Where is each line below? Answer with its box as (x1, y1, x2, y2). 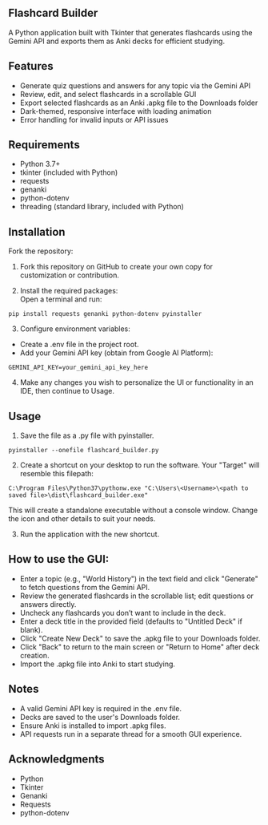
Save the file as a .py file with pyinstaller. (19, 431, 154, 440)
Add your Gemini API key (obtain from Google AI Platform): (19, 348, 214, 358)
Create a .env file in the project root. (19, 340, 139, 350)
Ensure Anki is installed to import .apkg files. (19, 721, 166, 730)
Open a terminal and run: (19, 294, 102, 304)
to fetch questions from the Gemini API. (19, 582, 150, 592)
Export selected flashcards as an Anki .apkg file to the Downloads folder (19, 98, 258, 107)
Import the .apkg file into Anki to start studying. (19, 659, 176, 669)
